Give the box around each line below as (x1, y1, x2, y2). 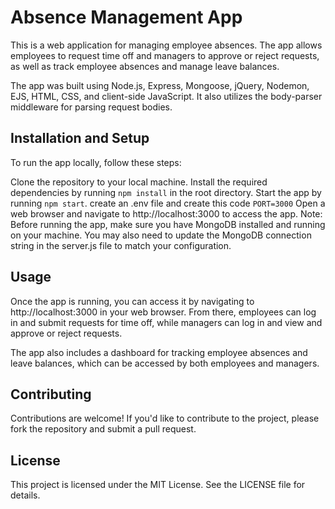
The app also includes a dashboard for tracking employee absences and (10, 346, 308, 358)
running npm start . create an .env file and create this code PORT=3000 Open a (10, 197, 326, 209)
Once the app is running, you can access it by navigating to (10, 295, 255, 307)
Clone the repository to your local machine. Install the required (10, 176, 268, 188)
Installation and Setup (10, 130, 150, 147)
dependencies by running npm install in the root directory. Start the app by (10, 186, 322, 198)
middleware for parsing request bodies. (10, 101, 173, 113)
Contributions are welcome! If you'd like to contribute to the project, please (10, 412, 320, 425)
